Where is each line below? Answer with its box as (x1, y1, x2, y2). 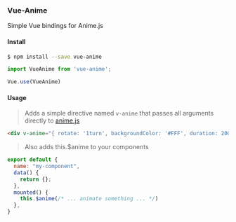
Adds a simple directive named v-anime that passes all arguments (24, 109, 214, 118)
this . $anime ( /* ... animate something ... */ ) (20, 195, 159, 202)
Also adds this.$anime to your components (24, 143, 149, 151)
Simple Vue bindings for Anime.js (7, 22, 104, 30)
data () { (13, 169, 39, 176)
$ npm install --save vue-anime (7, 53, 102, 60)
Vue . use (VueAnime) (7, 78, 61, 85)
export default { (7, 156, 58, 163)
